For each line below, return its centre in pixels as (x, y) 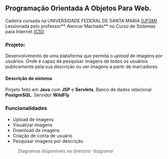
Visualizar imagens (32, 125)
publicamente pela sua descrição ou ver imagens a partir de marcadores (81, 67)
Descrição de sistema (29, 78)
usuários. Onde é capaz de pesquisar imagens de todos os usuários (77, 61)
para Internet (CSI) (25, 31)
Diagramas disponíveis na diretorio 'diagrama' (66, 151)
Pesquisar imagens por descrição (48, 141)
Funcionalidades (26, 108)
